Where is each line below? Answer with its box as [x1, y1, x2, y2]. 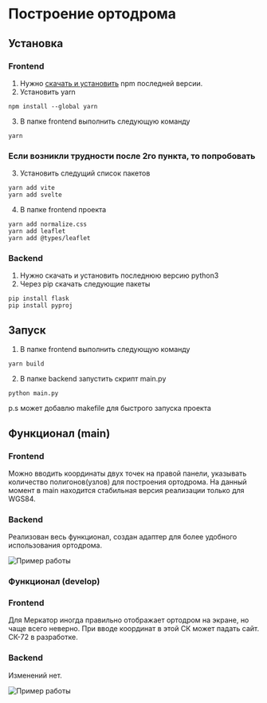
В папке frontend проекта [19, 205, 107, 215]
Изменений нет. [8, 670, 62, 680]
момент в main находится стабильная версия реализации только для [8, 485, 245, 495]
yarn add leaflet [8, 227, 66, 235]
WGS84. [8, 494, 36, 504]
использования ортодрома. [8, 540, 102, 551]
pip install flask [8, 294, 69, 303]
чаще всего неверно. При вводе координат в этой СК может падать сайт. [8, 624, 260, 634]
